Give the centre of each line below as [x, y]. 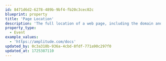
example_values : [22, 37]
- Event [18, 32]
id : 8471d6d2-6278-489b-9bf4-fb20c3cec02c [49, 10]
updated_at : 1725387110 [30, 51]
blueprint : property [26, 14]
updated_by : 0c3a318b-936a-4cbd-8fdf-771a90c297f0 [58, 46]
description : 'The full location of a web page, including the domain [79, 23]
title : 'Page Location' [30, 19]
